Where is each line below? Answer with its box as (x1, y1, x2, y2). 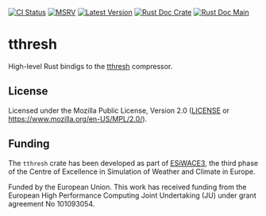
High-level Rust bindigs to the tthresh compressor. (8, 61, 173, 71)
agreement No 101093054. (8, 199, 95, 208)
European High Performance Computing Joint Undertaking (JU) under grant (8, 191, 256, 200)
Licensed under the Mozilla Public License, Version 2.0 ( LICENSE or (8, 106, 230, 115)
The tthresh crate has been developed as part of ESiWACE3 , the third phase (8, 158, 259, 168)
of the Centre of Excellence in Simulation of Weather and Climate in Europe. (8, 167, 256, 176)
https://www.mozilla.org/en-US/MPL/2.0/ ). (8, 114, 148, 123)
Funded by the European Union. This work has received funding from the (8, 182, 247, 191)
